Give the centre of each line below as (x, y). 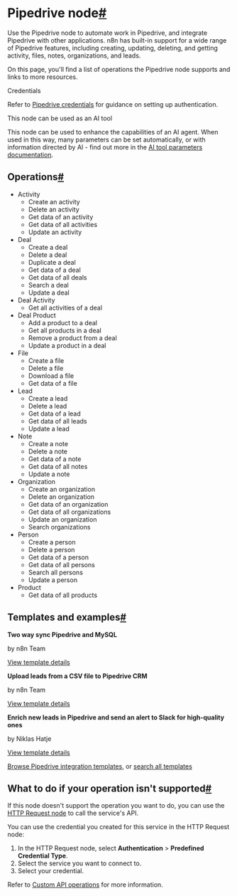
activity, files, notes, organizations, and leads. (74, 56)
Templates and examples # (67, 617)
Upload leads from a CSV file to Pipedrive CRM (77, 676)
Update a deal (49, 292)
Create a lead (48, 398)
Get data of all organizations (70, 512)
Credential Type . (43, 856)
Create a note (48, 443)
